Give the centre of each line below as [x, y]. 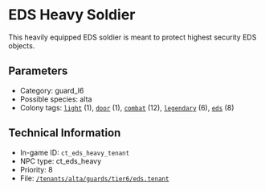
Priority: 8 [37, 169]
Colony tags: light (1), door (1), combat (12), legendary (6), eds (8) [127, 107]
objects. [22, 45]
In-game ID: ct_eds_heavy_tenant [75, 152]
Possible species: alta [56, 99]
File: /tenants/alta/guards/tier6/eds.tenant [94, 178]
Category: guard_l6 [52, 90]
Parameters [38, 71]
